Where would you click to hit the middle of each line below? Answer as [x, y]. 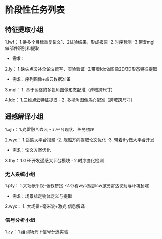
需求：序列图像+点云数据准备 [41, 79]
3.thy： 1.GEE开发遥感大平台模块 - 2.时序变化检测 [54, 160]
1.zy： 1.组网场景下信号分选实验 [36, 232]
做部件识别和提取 [22, 48]
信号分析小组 [20, 221]
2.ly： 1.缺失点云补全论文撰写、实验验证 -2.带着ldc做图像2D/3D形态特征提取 [81, 69]
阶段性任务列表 [35, 10]
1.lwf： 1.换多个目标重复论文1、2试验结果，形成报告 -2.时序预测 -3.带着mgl [80, 42]
